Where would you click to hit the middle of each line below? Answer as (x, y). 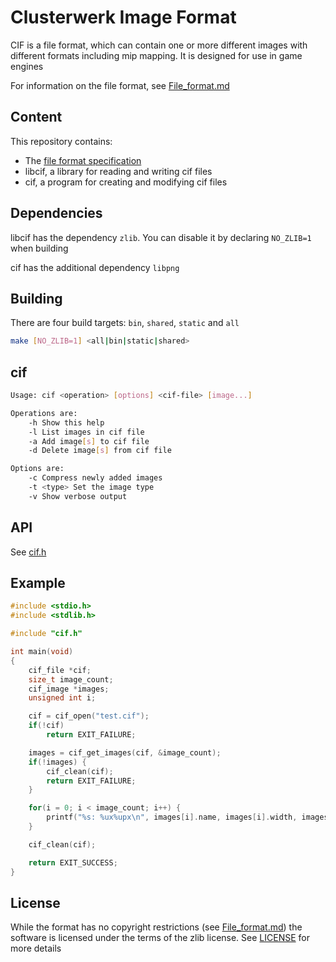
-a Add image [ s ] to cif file (89, 441)
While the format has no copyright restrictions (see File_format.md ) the (156, 927)
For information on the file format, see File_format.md (120, 85)
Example (38, 583)
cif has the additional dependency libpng (95, 267)
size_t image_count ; (71, 679)
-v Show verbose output (78, 496)
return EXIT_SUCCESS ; (73, 862)
